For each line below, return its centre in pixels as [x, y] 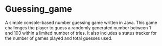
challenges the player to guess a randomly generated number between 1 [78, 27]
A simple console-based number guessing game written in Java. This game [81, 23]
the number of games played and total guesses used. [59, 38]
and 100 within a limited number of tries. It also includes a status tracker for [81, 33]
